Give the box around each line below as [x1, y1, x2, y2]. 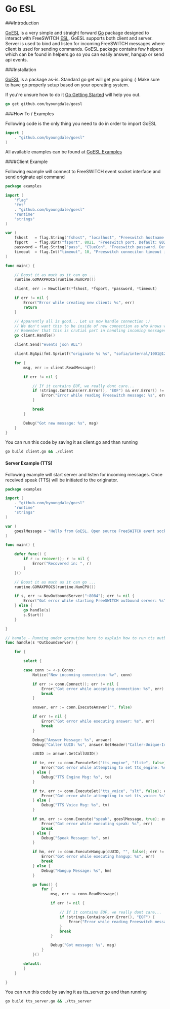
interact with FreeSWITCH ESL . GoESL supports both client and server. [5, 35, 153, 41]
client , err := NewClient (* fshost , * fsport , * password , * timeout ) [14, 286, 157, 291]
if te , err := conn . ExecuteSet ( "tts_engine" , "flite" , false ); [32, 760, 168, 766]
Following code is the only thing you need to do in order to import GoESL [5, 120, 157, 126]
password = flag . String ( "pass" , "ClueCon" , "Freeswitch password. [14, 245, 157, 250]
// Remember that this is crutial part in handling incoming [14, 328, 146, 333]
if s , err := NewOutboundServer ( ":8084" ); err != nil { [14, 594, 135, 599]
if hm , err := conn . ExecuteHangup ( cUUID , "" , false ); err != [32, 849, 164, 855]
